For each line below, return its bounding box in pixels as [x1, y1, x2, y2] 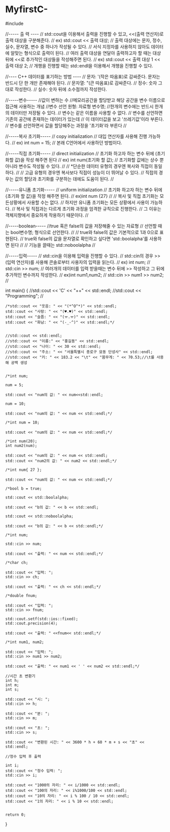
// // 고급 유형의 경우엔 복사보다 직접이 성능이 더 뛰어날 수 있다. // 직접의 [16, 169, 158, 175]
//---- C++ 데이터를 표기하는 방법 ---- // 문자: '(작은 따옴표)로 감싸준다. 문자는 [5, 73, 161, 79]
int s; [5, 687, 19, 692]
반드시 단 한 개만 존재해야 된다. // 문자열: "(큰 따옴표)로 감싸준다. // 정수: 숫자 [5, 80, 157, 86]
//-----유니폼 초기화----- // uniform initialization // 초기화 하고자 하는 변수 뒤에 [5, 187, 162, 193]
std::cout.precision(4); [5, 620, 58, 626]
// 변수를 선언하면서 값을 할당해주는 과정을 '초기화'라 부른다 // [5, 122, 127, 128]
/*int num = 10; [5, 420, 40, 425]
